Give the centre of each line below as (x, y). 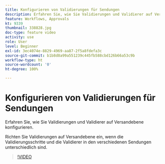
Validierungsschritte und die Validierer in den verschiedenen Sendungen (78, 142)
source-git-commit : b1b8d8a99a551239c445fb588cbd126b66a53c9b (70, 55)
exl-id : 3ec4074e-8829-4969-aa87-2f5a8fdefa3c (54, 51)
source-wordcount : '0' (28, 65)
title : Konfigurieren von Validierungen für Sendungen (62, 10)
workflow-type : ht (24, 60)
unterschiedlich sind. (26, 147)
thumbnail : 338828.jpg (28, 28)
